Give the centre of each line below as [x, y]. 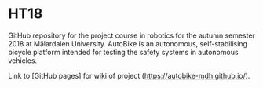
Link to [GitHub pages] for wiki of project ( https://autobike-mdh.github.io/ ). [129, 75]
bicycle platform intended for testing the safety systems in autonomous [123, 52]
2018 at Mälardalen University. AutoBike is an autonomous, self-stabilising [128, 43]
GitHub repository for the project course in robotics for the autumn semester [131, 35]
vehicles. [23, 60]
